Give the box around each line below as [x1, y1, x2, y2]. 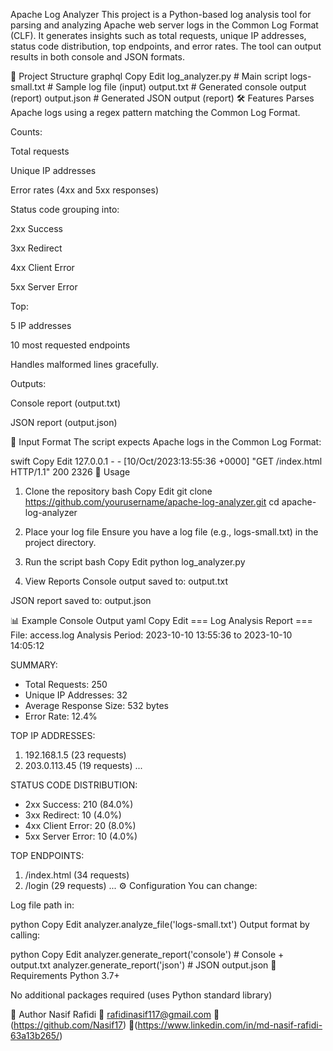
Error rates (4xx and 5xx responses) [10, 184, 160, 196]
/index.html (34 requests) [24, 869, 130, 881]
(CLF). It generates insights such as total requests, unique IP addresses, [10, 30, 307, 41]
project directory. [24, 537, 97, 548]
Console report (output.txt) [10, 397, 122, 409]
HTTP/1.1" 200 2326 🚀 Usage [10, 466, 131, 478]
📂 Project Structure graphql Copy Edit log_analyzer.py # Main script [10, 70, 288, 82]
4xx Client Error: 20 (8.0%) [24, 820, 137, 831]
